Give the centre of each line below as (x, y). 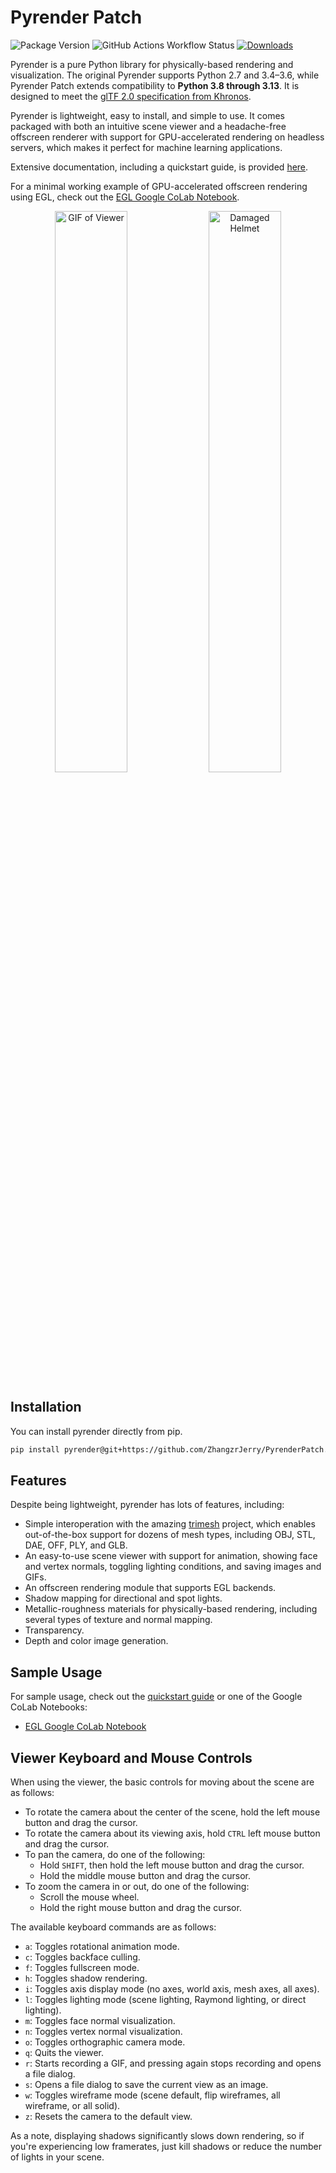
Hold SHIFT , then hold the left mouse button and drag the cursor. (172, 1865)
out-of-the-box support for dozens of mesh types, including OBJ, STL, (170, 1535)
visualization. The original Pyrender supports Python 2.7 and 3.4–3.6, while (165, 75)
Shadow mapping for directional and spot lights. (123, 1598)
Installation (46, 1407)
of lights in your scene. (57, 2157)
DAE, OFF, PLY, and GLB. (76, 1545)
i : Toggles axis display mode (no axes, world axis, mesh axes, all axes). (172, 1989)
